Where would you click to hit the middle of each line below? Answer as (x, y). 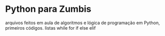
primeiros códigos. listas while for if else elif (50, 28)
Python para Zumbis (48, 9)
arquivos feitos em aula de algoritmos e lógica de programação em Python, (82, 23)
